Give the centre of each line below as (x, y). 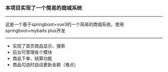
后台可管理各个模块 (32, 52)
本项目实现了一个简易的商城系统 (44, 7)
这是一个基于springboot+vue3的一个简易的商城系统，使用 (64, 24)
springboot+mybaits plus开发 (35, 30)
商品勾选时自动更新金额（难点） (45, 65)
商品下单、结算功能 (32, 58)
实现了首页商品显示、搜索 (39, 46)
